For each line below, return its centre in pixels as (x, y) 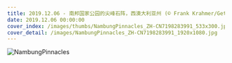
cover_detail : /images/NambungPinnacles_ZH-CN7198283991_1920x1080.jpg (112, 33)
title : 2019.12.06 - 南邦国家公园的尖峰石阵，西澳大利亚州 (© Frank (98, 13)
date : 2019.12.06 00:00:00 (46, 20)
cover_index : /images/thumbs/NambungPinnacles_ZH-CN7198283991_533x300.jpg (118, 26)
